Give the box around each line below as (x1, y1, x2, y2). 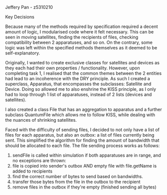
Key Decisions (5, 14, 35, 19)
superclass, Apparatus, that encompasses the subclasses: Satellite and (5, 81, 152, 87)
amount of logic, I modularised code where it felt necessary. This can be (5, 29, 154, 34)
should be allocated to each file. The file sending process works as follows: (5, 143, 160, 149)
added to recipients (12, 168, 53, 174)
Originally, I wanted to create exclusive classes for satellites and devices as (5, 60, 160, 65)
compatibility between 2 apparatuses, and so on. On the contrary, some (5, 39, 153, 45)
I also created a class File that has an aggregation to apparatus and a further (5, 107, 162, 112)
